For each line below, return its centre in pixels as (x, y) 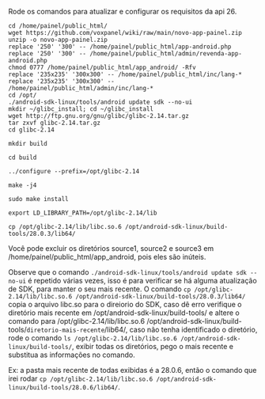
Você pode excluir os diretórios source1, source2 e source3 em (111, 248)
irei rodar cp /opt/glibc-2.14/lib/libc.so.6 (81, 378)
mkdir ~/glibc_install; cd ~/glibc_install (81, 109)
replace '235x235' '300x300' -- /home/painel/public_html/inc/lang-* (125, 74)
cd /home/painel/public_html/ (58, 26)
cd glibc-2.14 (32, 130)
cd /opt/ (23, 95)
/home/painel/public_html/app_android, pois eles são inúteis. (107, 257)
